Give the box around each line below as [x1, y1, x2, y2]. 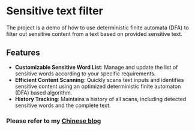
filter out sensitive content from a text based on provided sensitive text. [6, 30, 183, 37]
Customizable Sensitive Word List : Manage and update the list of [14, 63, 178, 71]
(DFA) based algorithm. [14, 89, 73, 96]
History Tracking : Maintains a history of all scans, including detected [14, 95, 187, 102]
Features [6, 48, 40, 58]
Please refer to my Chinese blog [6, 117, 101, 125]
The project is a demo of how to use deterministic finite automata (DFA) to [6, 24, 189, 31]
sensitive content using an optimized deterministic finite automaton [14, 83, 181, 90]
